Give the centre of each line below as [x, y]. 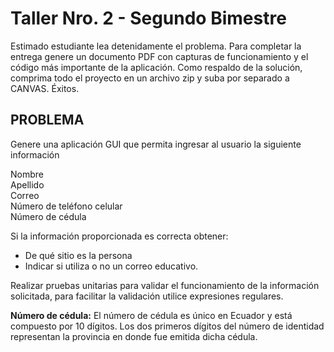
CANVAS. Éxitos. [45, 88]
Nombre [27, 174]
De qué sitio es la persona [78, 255]
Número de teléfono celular [66, 206]
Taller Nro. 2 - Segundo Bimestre [148, 18]
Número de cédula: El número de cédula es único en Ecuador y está [151, 315]
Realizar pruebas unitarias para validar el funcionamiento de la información [165, 285]
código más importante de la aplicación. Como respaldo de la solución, [156, 67]
